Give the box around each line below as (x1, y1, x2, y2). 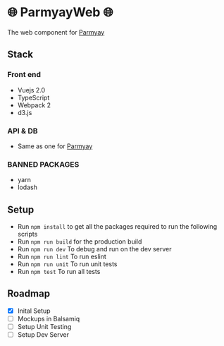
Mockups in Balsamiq (17, 314, 80, 323)
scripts (17, 230, 38, 239)
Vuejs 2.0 (17, 85, 46, 94)
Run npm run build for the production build (17, 237, 142, 246)
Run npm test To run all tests (17, 268, 101, 276)
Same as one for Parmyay (17, 142, 93, 150)
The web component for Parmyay (7, 28, 105, 36)
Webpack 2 (17, 100, 51, 109)
